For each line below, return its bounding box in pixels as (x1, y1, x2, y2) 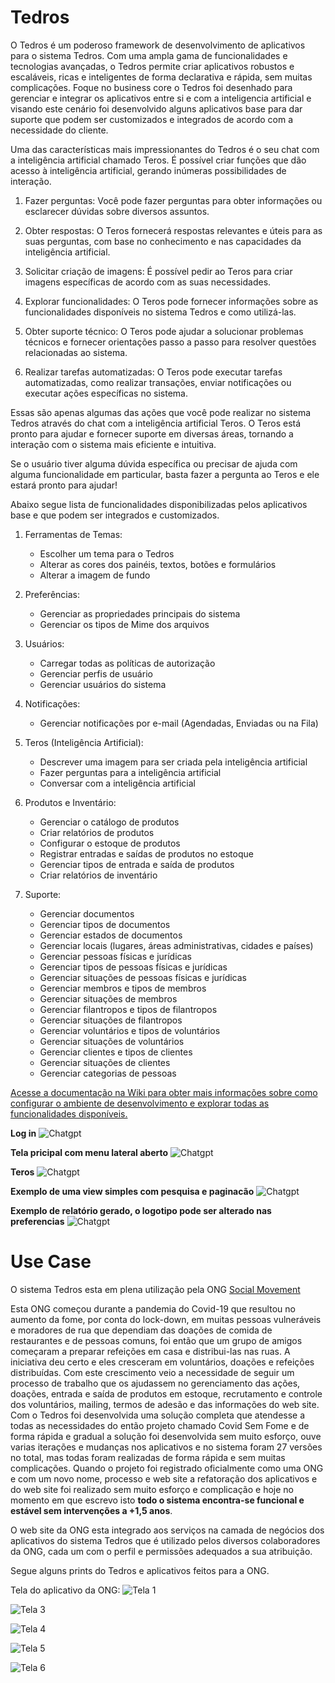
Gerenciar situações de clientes (39, 1056, 171, 1068)
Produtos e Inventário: (24, 796, 117, 808)
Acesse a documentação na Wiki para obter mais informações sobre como (10, 1086, 318, 1098)
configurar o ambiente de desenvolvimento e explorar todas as (10, 1097, 270, 1109)
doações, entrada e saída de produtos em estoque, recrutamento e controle (10, 1387, 323, 1400)
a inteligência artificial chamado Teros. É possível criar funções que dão (10, 154, 307, 166)
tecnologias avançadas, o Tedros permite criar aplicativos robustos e (10, 60, 295, 72)
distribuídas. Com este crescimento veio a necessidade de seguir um (10, 1366, 295, 1378)
